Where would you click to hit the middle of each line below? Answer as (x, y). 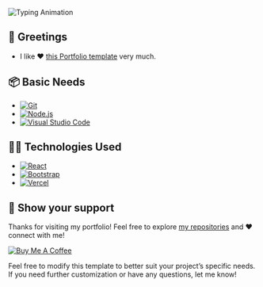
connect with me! (36, 235)
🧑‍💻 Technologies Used (65, 147)
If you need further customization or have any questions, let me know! (123, 274)
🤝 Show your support (61, 207)
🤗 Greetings (38, 37)
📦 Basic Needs (47, 82)
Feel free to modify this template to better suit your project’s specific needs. (132, 266)
